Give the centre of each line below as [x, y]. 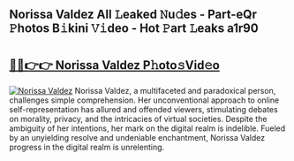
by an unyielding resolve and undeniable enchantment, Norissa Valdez [137, 138]
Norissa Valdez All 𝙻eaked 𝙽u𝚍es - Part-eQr [133, 15]
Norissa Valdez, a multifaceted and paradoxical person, [175, 91]
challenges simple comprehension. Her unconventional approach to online [144, 100]
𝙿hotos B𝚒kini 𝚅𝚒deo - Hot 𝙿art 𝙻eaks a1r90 [134, 29]
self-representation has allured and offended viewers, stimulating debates [143, 109]
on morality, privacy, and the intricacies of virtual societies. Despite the [138, 119]
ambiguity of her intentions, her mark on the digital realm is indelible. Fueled [147, 128]
